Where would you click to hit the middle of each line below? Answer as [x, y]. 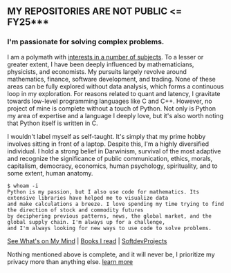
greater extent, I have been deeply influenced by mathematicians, [101, 64]
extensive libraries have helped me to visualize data [88, 198]
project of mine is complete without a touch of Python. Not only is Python [112, 108]
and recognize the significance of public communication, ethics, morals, [110, 158]
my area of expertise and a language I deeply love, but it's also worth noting [115, 115]
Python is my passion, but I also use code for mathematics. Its [103, 192]
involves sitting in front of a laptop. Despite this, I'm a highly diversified [108, 144]
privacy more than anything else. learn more [70, 261]
